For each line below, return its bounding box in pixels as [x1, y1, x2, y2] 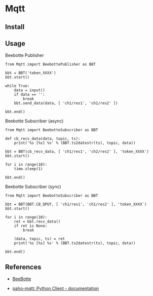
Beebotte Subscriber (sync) [5, 184, 62, 190]
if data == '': [14, 92, 45, 97]
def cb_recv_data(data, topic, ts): [5, 136, 80, 141]
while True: [5, 83, 30, 89]
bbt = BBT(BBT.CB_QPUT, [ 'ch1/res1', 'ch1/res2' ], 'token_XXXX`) [5, 202, 147, 207]
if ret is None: [14, 223, 48, 228]
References [5, 262, 41, 271]
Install [5, 23, 25, 31]
